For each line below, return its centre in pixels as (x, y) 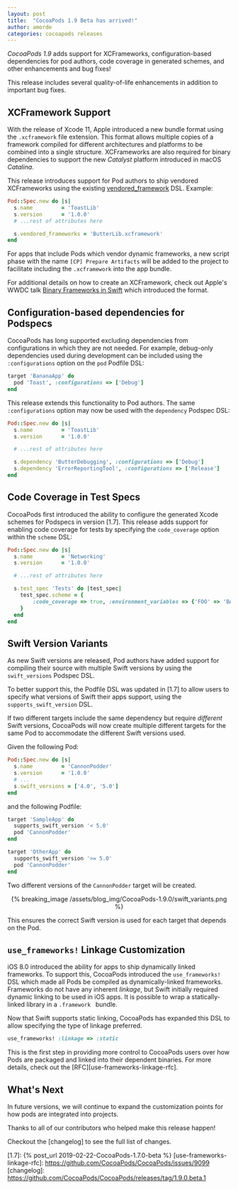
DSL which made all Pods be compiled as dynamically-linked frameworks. (115, 982)
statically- (206, 997)
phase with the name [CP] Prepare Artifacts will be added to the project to (118, 261)
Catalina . (21, 167)
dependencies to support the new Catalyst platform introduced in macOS (114, 159)
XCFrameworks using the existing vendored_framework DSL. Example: (110, 188)
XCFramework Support (59, 112)
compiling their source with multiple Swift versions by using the (100, 668)
